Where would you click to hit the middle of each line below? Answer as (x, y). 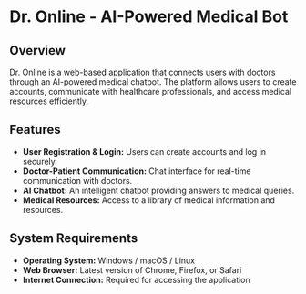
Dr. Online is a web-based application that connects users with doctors (143, 72)
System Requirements (74, 238)
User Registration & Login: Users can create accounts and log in (144, 151)
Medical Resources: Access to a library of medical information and (149, 200)
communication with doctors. (77, 180)
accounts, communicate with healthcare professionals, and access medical (151, 91)
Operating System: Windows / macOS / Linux (109, 260)
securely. (40, 161)
